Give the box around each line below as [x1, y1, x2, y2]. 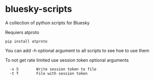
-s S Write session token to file [9, 67, 97, 72]
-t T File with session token [9, 71, 88, 76]
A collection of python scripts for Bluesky [5, 20, 90, 26]
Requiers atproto [5, 29, 40, 35]
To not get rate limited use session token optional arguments [5, 57, 129, 63]
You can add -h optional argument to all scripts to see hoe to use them [5, 47, 150, 53]
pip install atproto [5, 39, 48, 44]
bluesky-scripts [5, 3, 72, 15]
